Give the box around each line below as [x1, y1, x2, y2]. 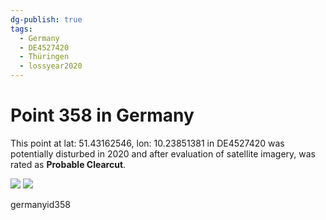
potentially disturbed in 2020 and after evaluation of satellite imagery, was [10, 147, 316, 160]
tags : [10, 24, 33, 34]
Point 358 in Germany [10, 104, 195, 127]
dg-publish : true [10, 14, 83, 25]
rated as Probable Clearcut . [10, 158, 127, 170]
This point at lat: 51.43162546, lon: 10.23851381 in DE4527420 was [10, 137, 285, 149]
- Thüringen [19, 52, 70, 62]
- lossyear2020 [19, 61, 83, 71]
